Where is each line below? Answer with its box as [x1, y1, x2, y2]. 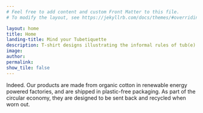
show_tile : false [6, 65, 50, 71]
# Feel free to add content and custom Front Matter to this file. [6, 8, 180, 15]
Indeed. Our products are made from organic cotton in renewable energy [6, 81, 187, 88]
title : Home [6, 31, 36, 37]
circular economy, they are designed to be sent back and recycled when [6, 94, 186, 102]
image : [6, 48, 23, 54]
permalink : [6, 59, 34, 65]
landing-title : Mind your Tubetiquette [6, 37, 107, 43]
